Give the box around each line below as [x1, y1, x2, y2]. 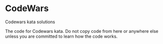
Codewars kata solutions [5, 19, 55, 25]
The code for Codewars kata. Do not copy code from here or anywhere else [5, 28, 159, 34]
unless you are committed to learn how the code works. [5, 33, 118, 39]
